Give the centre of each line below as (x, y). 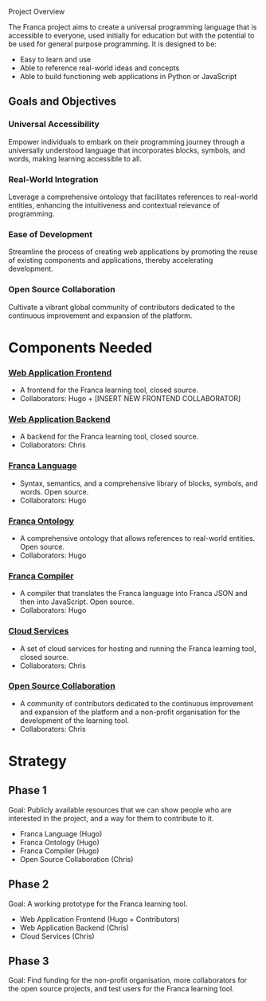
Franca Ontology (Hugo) (59, 842)
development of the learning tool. (74, 720)
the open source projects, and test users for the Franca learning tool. (121, 989)
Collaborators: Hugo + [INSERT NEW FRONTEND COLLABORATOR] (130, 399)
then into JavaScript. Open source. (77, 602)
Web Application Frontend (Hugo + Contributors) (100, 919)
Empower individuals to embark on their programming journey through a (127, 141)
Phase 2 (29, 885)
